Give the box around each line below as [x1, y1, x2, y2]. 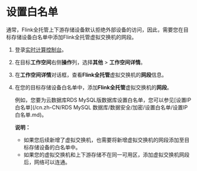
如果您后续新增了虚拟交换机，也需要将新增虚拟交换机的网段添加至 [23, 136, 185, 143]
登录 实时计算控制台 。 [14, 46, 67, 53]
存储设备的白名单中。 [28, 143, 81, 151]
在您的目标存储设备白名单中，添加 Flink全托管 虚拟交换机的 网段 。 [14, 83, 173, 91]
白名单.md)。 [14, 111, 47, 118]
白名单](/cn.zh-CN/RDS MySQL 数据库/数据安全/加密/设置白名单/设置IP [14, 104, 188, 111]
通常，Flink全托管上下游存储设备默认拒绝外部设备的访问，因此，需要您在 [6, 26, 183, 33]
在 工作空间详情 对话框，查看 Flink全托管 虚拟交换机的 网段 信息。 [14, 71, 167, 78]
